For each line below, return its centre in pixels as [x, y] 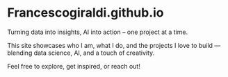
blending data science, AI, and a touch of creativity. [81, 53]
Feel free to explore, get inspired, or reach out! [74, 66]
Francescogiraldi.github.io [86, 13]
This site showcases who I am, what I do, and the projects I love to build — [114, 45]
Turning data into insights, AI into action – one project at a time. [98, 32]
